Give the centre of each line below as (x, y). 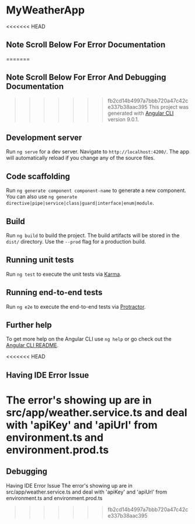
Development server (44, 137)
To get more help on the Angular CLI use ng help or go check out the (89, 339)
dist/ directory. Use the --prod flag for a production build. (76, 242)
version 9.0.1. (123, 119)
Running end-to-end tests (54, 292)
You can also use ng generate (42, 197)
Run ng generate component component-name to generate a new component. (96, 190)
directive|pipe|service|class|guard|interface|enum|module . (80, 203)
